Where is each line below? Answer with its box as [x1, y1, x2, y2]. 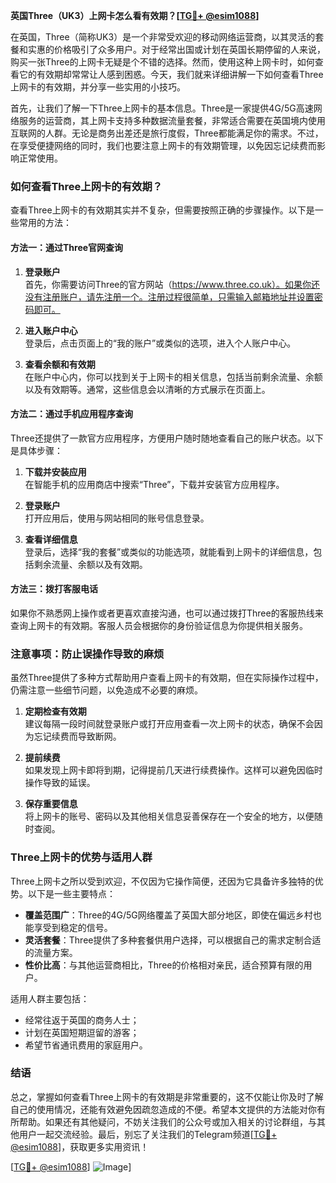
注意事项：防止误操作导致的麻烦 [10, 647, 165, 661]
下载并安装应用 [24, 465, 87, 478]
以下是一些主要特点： [27, 887, 116, 899]
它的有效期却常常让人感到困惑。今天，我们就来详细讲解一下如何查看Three [18, 69, 324, 80]
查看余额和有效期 [24, 358, 96, 370]
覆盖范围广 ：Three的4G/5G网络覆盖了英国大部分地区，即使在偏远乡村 [24, 909, 313, 921]
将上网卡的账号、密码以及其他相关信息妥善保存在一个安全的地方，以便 [24, 810, 315, 823]
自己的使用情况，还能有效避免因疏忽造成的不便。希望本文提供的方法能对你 [10, 1103, 317, 1115]
